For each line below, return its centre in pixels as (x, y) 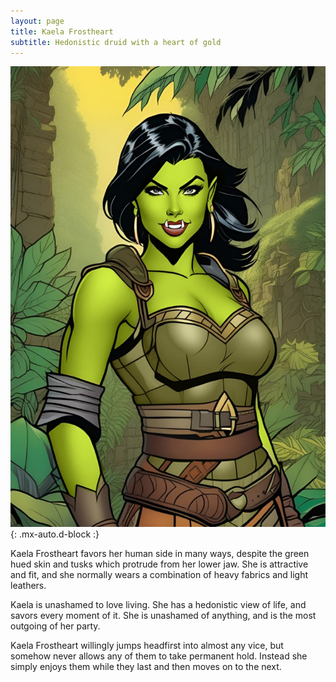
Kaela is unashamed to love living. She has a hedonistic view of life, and (158, 604)
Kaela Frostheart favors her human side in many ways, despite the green (160, 553)
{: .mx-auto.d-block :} (55, 534)
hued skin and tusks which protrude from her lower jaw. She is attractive (159, 564)
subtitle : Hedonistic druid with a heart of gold (116, 42)
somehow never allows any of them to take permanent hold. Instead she (159, 656)
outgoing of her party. (55, 626)
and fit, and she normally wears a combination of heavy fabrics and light (159, 574)
